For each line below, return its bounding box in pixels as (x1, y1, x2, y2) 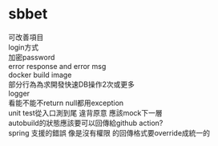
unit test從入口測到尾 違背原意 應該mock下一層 (8, 107, 163, 117)
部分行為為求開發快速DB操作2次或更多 (8, 79, 135, 89)
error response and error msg (8, 61, 107, 71)
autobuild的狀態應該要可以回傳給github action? (8, 118, 163, 128)
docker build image (8, 70, 72, 79)
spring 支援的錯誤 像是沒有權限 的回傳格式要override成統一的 (8, 128, 211, 137)
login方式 (8, 42, 39, 52)
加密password (8, 52, 55, 62)
